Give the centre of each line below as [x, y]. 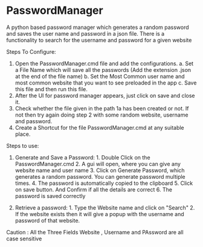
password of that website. [47, 220]
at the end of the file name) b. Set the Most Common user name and [100, 76]
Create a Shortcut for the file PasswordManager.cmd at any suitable [99, 127]
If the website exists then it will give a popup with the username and [99, 214]
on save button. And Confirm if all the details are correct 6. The [93, 189]
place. [23, 134]
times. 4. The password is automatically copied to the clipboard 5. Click [104, 183]
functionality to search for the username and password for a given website [99, 40]
